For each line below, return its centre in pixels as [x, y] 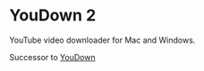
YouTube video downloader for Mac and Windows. [102, 40]
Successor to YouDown [52, 57]
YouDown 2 [53, 16]
